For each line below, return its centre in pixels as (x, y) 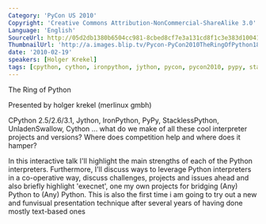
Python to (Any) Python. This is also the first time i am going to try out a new (133, 194)
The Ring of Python (40, 89)
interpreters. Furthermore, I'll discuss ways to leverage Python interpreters (130, 169)
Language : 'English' (42, 30)
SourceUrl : (26, 38)
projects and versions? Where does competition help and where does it (125, 137)
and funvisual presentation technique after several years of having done (125, 203)
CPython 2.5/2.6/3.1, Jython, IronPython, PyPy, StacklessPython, (114, 120)
